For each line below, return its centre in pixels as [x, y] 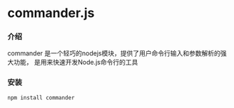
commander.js [51, 13]
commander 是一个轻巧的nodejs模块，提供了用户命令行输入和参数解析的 [114, 53]
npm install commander [41, 97]
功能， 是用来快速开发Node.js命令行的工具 [76, 63]
